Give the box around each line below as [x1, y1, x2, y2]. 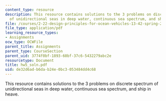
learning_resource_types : [5, 30, 58, 35]
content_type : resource [5, 7, 54, 12]
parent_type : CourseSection [5, 49, 63, 53]
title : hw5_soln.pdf [5, 62, 48, 67]
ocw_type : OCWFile [5, 40, 43, 45]
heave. [5, 91, 19, 97]
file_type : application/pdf [5, 26, 63, 31]
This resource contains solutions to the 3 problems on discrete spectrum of [5, 81, 159, 87]
